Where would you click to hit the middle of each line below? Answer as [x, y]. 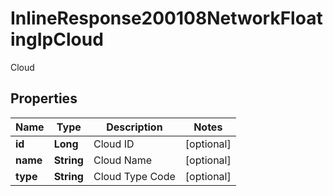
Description [134, 127]
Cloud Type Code [134, 176]
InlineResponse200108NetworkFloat [166, 18]
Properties [44, 98]
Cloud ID [114, 144]
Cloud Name [123, 160]
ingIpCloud [57, 39]
